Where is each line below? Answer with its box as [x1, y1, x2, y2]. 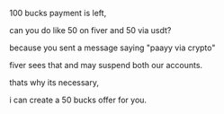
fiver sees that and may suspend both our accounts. [9, 60, 203, 70]
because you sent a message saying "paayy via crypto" [9, 42, 216, 53]
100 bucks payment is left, [9, 8, 107, 18]
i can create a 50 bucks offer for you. [9, 94, 147, 105]
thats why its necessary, [9, 77, 99, 88]
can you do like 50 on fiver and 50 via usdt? [9, 25, 172, 35]
